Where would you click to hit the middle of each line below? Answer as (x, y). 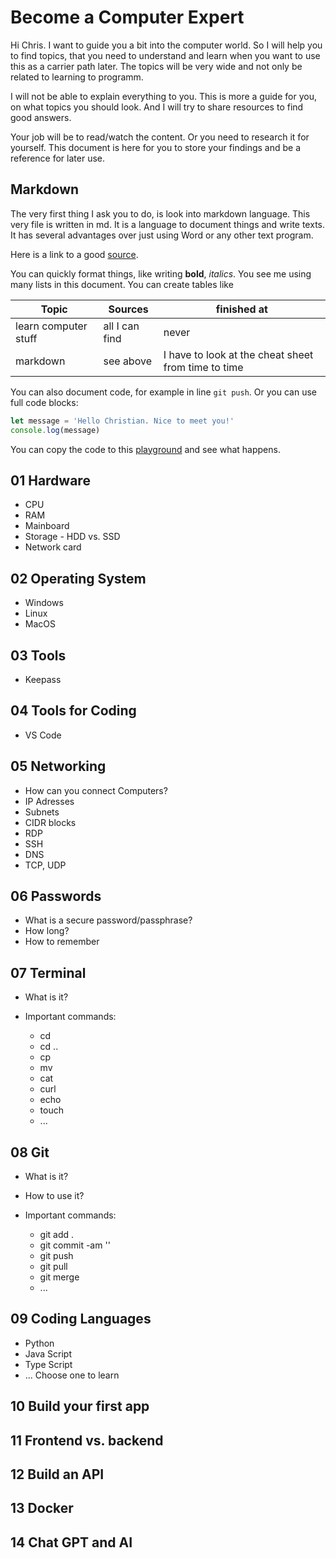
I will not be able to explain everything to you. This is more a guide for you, (163, 96)
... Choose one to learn (72, 1375)
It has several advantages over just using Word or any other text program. (162, 235)
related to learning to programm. (77, 77)
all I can (121, 326)
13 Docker (42, 1508)
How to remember (62, 942)
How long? (47, 931)
